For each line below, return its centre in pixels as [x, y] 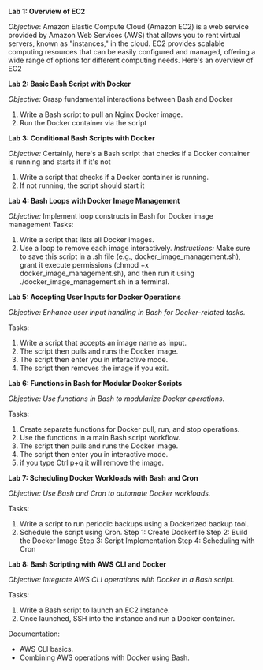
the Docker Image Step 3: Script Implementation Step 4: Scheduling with [137, 541]
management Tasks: [41, 225]
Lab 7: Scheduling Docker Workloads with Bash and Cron [103, 478]
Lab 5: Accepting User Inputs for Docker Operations [94, 297]
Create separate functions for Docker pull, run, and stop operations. [130, 429]
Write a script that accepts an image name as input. [103, 343]
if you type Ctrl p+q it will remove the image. [91, 462]
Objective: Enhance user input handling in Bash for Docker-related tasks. [127, 312]
